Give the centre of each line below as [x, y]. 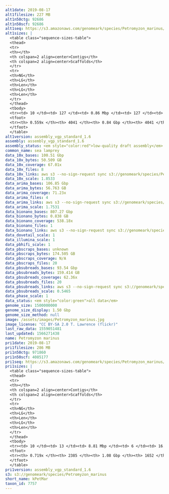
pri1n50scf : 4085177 [27, 357]
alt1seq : [14, 29]
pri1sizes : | [19, 366]
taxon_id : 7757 [21, 484]
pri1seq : [14, 362]
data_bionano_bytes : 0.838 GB [37, 216]
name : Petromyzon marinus [32, 339]
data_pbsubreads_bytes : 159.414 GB [43, 272]
